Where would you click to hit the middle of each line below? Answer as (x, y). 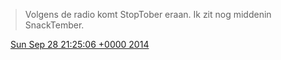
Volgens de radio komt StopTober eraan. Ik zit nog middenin (148, 14)
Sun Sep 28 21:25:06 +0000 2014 (79, 44)
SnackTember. (54, 25)
